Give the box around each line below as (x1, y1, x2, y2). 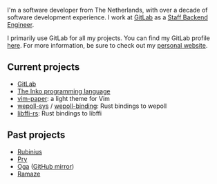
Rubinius (17, 147, 43, 156)
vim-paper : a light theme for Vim (17, 94, 111, 102)
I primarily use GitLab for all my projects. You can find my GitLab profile (7, 34, 211, 42)
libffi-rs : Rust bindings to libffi (17, 109, 102, 117)
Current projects (7, 62, 80, 73)
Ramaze (17, 169, 41, 178)
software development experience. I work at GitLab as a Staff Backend (7, 13, 209, 21)
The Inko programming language (17, 86, 111, 95)
